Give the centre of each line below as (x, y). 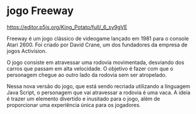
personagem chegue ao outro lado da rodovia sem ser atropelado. (87, 75)
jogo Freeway (40, 11)
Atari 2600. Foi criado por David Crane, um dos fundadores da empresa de (97, 45)
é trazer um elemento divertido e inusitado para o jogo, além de (83, 99)
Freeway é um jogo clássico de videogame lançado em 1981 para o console (98, 38)
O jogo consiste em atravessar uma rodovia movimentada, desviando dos (95, 62)
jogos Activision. (27, 51)
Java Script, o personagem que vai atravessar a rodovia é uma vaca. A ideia (99, 92)
